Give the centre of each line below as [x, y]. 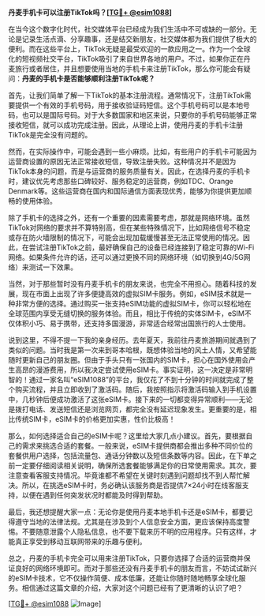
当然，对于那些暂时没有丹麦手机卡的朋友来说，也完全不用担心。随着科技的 [129, 284]
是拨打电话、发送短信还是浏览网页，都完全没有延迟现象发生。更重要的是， [129, 409]
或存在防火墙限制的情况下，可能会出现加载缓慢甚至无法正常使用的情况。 [125, 237]
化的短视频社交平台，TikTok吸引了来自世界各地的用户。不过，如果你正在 [126, 59]
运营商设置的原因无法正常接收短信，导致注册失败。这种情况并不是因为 [122, 162]
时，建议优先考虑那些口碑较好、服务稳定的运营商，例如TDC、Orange [121, 181]
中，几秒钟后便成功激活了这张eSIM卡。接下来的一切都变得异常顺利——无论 [131, 399]
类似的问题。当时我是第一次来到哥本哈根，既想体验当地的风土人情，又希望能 [132, 350]
